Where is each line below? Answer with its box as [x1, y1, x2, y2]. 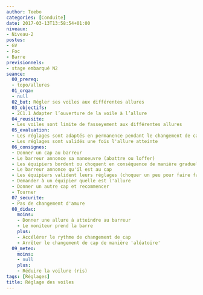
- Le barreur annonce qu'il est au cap [11, 167, 112, 173]
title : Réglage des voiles [6, 279, 74, 285]
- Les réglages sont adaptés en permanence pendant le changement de [11, 133, 190, 139]
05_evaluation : [11, 127, 50, 133]
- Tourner [11, 189, 36, 195]
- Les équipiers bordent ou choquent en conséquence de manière [11, 161, 177, 167]
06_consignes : [11, 144, 47, 150]
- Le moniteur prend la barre [17, 223, 94, 229]
